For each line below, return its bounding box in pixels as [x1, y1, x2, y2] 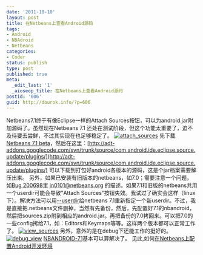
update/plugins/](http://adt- [6, 152, 76, 160]
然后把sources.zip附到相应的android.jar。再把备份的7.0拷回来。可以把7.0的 [6, 212, 193, 219]
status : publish [6, 59, 47, 66]
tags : [6, 25, 20, 32]
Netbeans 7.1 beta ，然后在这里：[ [6, 139, 90, 146]
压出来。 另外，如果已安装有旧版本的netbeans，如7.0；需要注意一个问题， [6, 174, 193, 181]
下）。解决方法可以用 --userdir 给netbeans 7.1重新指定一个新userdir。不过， [6, 197, 191, 204]
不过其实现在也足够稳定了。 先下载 [43, 132, 176, 139]
